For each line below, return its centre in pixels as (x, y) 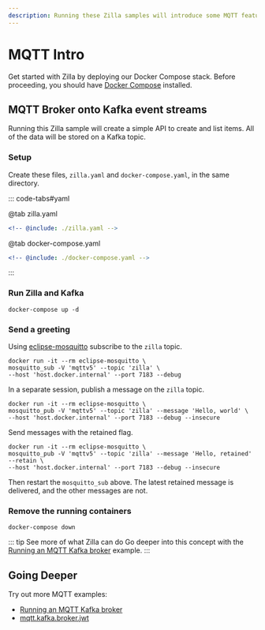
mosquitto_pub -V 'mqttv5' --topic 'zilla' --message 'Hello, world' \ (128, 411)
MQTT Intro (47, 54)
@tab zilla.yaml (33, 213)
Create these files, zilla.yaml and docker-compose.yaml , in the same (119, 174)
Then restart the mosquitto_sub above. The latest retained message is (121, 482)
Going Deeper (43, 575)
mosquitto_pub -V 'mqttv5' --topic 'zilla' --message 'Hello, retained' (130, 454)
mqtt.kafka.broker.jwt (54, 618)
